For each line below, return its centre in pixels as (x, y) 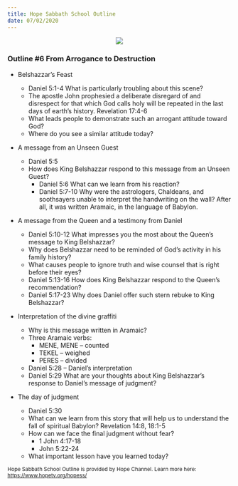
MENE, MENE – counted (74, 345)
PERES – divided (63, 360)
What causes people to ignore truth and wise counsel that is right (124, 264)
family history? (50, 257)
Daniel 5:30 (45, 410)
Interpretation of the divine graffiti (67, 316)
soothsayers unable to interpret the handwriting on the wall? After (135, 199)
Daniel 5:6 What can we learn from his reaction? (109, 184)
